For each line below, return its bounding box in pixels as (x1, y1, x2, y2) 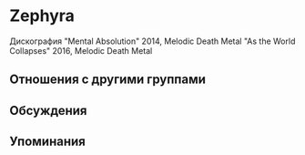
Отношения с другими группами (9, 72, 207, 88)
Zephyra (9, 5, 76, 26)
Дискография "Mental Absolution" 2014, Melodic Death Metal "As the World (9, 36, 296, 46)
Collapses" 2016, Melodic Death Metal (9, 45, 153, 56)
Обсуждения (9, 102, 87, 119)
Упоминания (9, 134, 86, 150)
